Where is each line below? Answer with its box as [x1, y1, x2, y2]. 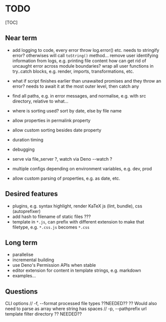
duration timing [12, 136, 44, 142]
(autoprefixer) [12, 208, 41, 214]
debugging [12, 146, 35, 152]
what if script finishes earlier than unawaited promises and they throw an [12, 78, 162, 84]
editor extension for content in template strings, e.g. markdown [12, 267, 141, 274]
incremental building [12, 257, 55, 263]
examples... [12, 273, 36, 279]
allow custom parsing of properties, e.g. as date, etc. [12, 175, 120, 181]
